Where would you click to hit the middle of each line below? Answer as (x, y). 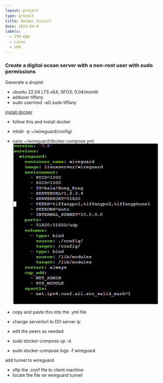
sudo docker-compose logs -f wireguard (54, 351)
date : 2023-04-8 (22, 26)
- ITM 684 (20, 37)
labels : (13, 32)
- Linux (18, 42)
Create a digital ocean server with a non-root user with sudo (79, 65)
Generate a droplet (24, 83)
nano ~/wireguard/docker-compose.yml (53, 141)
